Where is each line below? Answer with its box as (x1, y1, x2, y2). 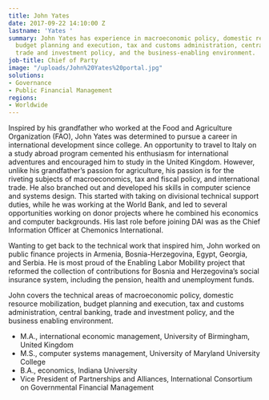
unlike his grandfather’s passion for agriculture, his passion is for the (8, 166, 235, 176)
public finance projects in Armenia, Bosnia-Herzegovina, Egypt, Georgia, (8, 249, 248, 259)
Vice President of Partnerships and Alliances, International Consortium (19, 374, 253, 384)
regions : (8, 94, 38, 102)
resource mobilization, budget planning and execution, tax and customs (8, 299, 244, 309)
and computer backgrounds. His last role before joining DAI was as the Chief (8, 217, 261, 227)
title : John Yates (8, 11, 70, 20)
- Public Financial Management (8, 86, 113, 95)
